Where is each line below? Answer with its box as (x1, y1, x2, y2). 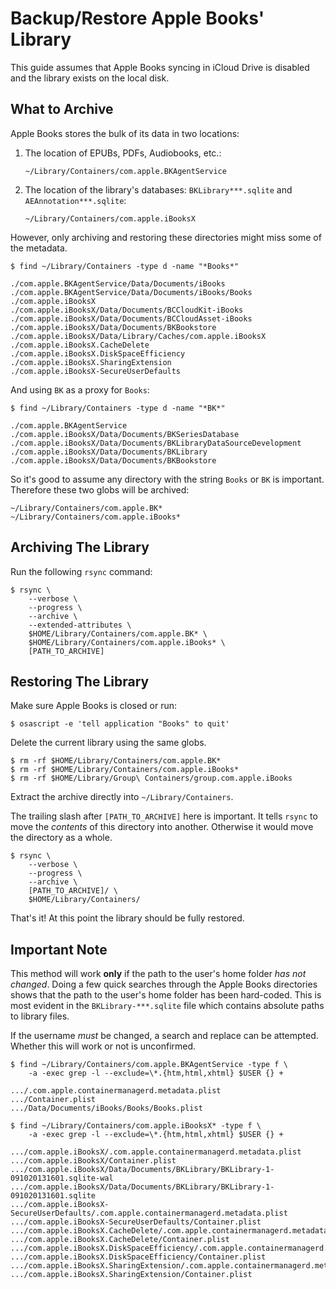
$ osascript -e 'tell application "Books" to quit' (10, 719, 230, 729)
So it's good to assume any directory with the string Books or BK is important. (10, 473, 325, 485)
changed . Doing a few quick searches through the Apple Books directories (10, 978, 318, 991)
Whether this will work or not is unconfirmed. (10, 1040, 197, 1052)
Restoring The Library (10, 673, 150, 690)
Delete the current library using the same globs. (10, 737, 207, 749)
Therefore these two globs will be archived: (10, 483, 190, 496)
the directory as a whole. (10, 832, 113, 844)
